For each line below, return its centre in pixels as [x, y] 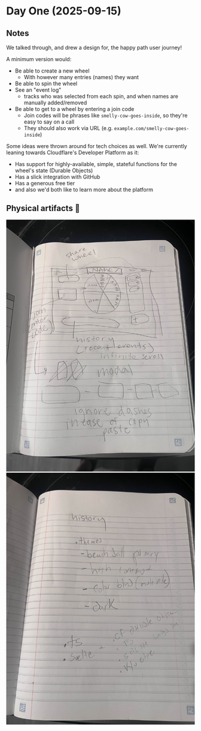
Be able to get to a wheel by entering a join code [74, 109]
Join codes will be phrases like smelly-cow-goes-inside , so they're [106, 115]
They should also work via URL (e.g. [68, 128]
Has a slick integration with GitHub [57, 177]
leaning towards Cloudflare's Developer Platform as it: [73, 152]
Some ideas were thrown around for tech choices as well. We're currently [97, 146]
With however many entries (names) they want [81, 77]
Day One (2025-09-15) [64, 11]
